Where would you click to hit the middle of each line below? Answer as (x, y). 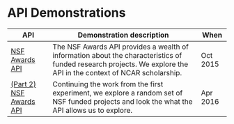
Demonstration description (123, 35)
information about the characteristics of (117, 55)
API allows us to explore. (93, 110)
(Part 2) (23, 84)
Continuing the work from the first (108, 84)
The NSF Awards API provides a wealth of (121, 47)
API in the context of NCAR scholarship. (117, 72)
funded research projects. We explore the (120, 64)
